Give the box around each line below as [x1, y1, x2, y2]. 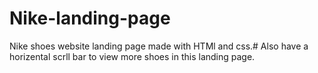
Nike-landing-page [9, 7, 171, 30]
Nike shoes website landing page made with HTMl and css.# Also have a [9, 40, 309, 52]
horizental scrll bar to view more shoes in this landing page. [9, 50, 256, 62]
